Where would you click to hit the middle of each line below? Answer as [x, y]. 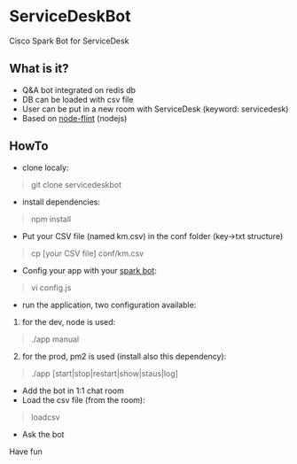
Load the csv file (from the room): [83, 399]
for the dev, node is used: [69, 321]
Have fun [26, 451]
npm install [51, 219]
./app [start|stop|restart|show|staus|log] [105, 373]
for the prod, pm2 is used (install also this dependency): [124, 356]
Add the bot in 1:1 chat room [73, 391]
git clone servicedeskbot [76, 184]
